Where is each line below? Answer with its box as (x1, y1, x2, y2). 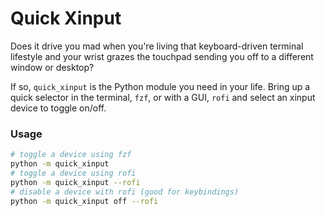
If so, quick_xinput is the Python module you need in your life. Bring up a (10, 80, 311, 92)
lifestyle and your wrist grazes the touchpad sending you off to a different (10, 50, 314, 62)
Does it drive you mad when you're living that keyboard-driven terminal (10, 40, 304, 52)
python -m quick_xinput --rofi (10, 177, 141, 187)
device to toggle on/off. (10, 102, 107, 114)
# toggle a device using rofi (10, 168, 137, 178)
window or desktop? (10, 61, 95, 73)
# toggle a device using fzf (10, 150, 132, 160)
